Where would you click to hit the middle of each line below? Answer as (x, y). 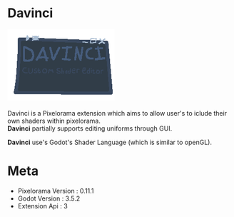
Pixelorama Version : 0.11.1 (56, 191)
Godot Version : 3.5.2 (49, 198)
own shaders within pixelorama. (54, 121)
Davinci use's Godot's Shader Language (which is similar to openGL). (110, 142)
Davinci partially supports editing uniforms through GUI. (90, 128)
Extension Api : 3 (42, 206)
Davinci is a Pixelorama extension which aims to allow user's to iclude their (117, 113)
